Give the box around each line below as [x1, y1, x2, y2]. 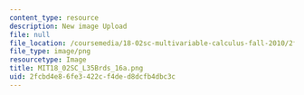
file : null [9, 30, 51, 39]
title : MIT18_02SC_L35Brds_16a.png [9, 64, 144, 73]
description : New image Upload [9, 22, 128, 31]
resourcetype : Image [9, 55, 88, 64]
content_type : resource [9, 13, 100, 23]
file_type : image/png [9, 47, 91, 56]
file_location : [9, 38, 67, 48]
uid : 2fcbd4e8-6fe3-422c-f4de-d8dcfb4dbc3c [9, 72, 176, 81]
